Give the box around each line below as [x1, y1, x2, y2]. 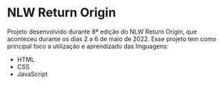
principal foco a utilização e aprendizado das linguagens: [7, 42, 169, 50]
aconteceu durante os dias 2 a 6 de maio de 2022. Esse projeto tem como [7, 34, 217, 42]
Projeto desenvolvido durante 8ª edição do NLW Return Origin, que [7, 27, 198, 36]
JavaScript [16, 70, 48, 78]
